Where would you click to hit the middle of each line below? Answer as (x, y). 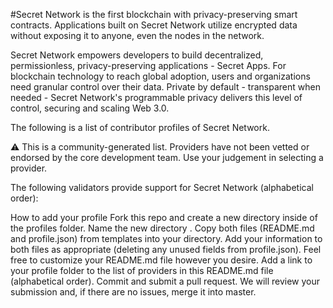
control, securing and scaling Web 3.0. (90, 108)
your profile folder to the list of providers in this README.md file (142, 270)
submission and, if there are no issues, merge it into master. (133, 292)
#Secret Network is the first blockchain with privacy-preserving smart (154, 14)
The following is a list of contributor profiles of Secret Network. (140, 127)
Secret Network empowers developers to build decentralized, (137, 55)
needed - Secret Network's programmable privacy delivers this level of (156, 97)
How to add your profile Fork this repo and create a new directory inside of (164, 217)
